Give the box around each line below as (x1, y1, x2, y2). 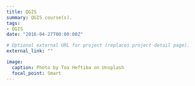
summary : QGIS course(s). (6, 15, 72, 21)
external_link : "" (6, 48, 53, 55)
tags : (6, 20, 20, 26)
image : (6, 59, 23, 65)
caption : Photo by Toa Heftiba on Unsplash (12, 64, 124, 70)
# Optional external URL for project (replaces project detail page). (6, 42, 190, 48)
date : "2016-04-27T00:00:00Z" (6, 31, 84, 38)
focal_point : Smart (12, 70, 62, 76)
